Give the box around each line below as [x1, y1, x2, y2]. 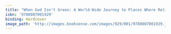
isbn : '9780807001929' [5, 12, 53, 17]
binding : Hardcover [5, 16, 47, 21]
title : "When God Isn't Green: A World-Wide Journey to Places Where [5, 7, 156, 12]
